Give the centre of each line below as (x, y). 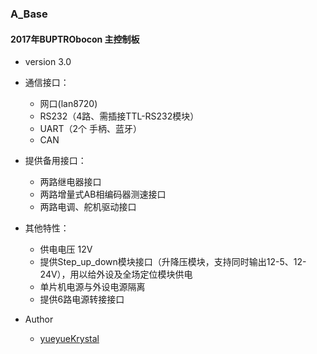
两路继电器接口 (70, 182)
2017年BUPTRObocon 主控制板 (75, 39)
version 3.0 (48, 62)
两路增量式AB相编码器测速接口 (103, 194)
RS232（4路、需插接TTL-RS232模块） (119, 116)
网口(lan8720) (68, 104)
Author (39, 319)
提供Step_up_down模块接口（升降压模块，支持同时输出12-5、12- (173, 262)
